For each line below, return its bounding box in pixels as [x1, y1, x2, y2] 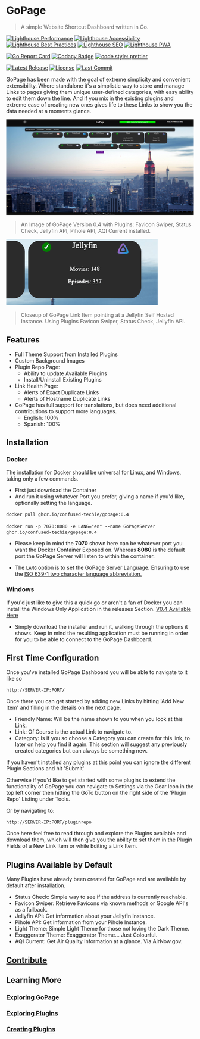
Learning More [6, 975, 62, 985]
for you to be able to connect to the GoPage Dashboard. [14, 635, 153, 643]
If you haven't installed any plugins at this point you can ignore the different [6, 759, 192, 766]
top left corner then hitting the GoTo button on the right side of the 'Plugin [6, 790, 187, 797]
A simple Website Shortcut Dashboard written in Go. [20, 23, 149, 30]
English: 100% [23, 414, 59, 421]
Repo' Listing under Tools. [6, 795, 70, 803]
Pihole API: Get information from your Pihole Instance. [14, 919, 147, 926]
